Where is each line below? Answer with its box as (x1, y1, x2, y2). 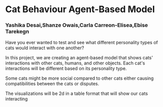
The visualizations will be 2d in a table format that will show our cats (5, 90, 148, 97)
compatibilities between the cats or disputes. (5, 81, 100, 87)
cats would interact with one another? (5, 45, 84, 51)
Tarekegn (5, 28, 29, 35)
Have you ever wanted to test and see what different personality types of (5, 40, 158, 46)
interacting (5, 96, 28, 102)
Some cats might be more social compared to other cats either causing (5, 75, 154, 82)
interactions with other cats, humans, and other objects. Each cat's (5, 60, 145, 66)
